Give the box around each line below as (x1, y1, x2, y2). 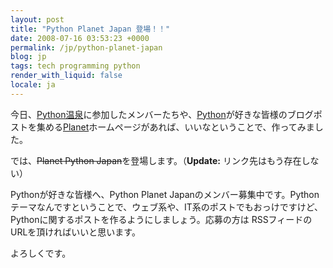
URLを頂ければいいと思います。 (10, 226, 141, 238)
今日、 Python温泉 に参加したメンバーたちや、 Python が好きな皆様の (10, 108, 288, 120)
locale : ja (10, 80, 56, 90)
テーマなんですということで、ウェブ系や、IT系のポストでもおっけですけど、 (10, 201, 323, 213)
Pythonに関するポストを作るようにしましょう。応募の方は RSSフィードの (10, 213, 313, 225)
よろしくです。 (10, 247, 72, 259)
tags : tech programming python (10, 61, 141, 71)
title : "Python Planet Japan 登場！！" (10, 24, 171, 34)
